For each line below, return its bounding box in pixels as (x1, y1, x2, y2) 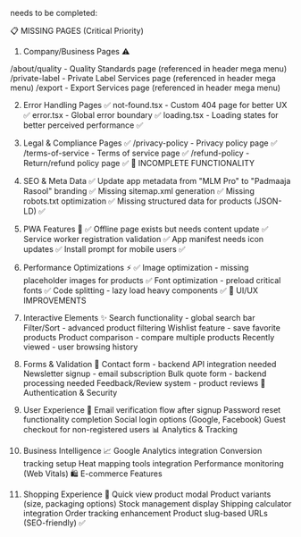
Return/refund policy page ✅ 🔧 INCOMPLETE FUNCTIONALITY (22, 158, 255, 168)
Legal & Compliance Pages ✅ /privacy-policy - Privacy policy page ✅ (22, 138, 278, 148)
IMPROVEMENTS (22, 295, 88, 306)
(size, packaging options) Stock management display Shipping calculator (22, 499, 292, 508)
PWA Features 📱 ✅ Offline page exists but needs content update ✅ (22, 223, 269, 234)
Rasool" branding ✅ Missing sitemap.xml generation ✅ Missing (22, 186, 255, 196)
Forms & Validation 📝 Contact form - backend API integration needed (22, 359, 277, 369)
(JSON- (254, 196, 282, 206)
